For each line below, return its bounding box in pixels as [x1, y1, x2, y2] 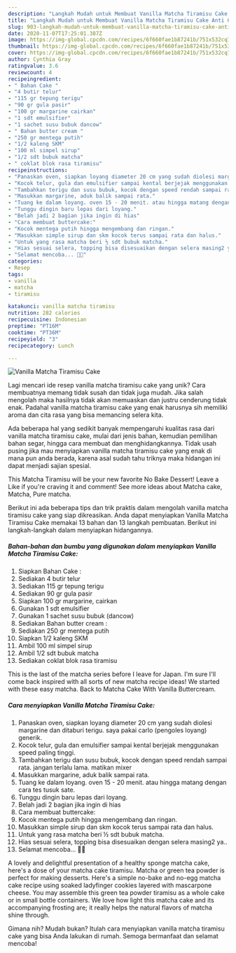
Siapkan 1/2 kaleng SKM [18, 634, 88, 643]
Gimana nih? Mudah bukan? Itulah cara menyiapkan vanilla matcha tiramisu [8, 924, 225, 933]
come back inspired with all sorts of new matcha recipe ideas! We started [8, 678, 220, 686]
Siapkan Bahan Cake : [18, 567, 82, 575]
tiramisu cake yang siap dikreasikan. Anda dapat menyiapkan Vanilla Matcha [8, 511, 228, 519]
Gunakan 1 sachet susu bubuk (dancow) [18, 612, 134, 620]
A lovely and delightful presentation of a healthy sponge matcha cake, [8, 859, 210, 868]
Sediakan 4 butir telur [18, 575, 81, 583]
